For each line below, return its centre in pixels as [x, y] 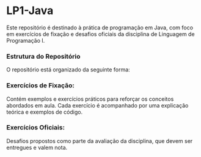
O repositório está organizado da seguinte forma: [68, 70]
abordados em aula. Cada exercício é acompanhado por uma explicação [97, 105]
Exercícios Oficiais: [36, 128]
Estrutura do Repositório [43, 56]
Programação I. [26, 40]
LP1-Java [30, 11]
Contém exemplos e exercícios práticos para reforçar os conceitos [90, 99]
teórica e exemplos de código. [45, 112]
